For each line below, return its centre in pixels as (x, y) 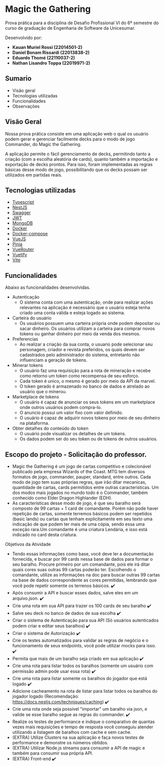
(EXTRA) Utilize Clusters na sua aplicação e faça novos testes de (78, 737)
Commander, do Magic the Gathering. (43, 144)
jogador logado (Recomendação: (46, 696)
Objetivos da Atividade (28, 544)
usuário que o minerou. (43, 392)
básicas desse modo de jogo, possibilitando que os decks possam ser (76, 170)
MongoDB (22, 223)
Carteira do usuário (32, 318)
